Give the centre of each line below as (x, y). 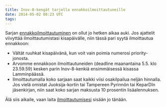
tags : (11, 19)
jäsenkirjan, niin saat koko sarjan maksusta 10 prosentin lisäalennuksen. (86, 90)
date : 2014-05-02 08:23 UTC (34, 14)
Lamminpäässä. (28, 74)
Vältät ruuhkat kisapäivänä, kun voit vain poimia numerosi (71, 53)
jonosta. (21, 58)
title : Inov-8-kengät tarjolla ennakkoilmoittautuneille (65, 10)
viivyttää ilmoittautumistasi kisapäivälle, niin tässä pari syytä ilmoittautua (79, 38)
